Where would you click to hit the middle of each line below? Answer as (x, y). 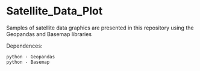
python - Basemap (28, 62)
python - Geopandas (31, 57)
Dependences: (24, 46)
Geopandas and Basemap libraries (49, 34)
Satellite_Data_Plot (55, 11)
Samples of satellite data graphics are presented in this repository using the (100, 28)
